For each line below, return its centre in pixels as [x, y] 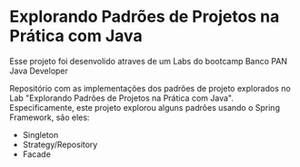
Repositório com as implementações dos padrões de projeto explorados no [150, 88]
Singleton [40, 134]
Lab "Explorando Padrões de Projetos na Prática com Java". [121, 98]
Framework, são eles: [50, 117]
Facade [37, 154]
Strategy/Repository [60, 144]
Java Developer [39, 71]
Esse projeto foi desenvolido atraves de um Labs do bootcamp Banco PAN [149, 61]
